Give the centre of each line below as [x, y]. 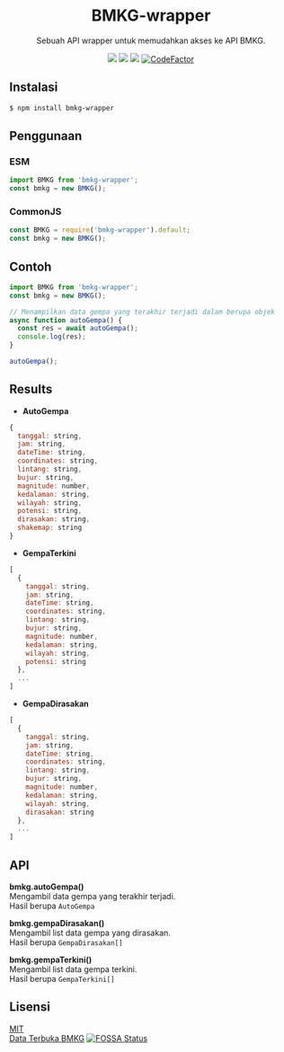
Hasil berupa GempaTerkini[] [62, 979]
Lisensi [30, 1007]
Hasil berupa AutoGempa [52, 906]
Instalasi [34, 88]
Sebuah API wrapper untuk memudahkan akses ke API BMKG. [151, 40]
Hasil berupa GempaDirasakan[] [66, 942]
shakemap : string [50, 528]
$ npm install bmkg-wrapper [62, 108]
